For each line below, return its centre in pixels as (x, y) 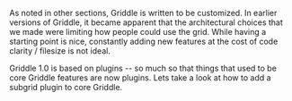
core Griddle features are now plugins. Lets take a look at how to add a (140, 78)
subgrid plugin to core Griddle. (66, 87)
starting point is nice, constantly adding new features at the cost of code (144, 41)
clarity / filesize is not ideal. (60, 51)
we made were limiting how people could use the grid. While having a (138, 32)
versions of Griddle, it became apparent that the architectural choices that (146, 22)
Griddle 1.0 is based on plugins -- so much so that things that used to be (143, 68)
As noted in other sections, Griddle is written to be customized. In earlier (143, 13)
